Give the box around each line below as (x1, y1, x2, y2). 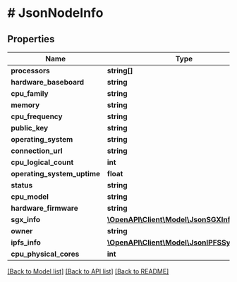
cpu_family (11, 89, 49, 98)
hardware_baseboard (11, 78, 85, 87)
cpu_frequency (11, 111, 63, 121)
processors (11, 66, 51, 75)
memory (11, 100, 40, 110)
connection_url (11, 146, 63, 156)
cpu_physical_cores (11, 249, 80, 259)
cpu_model (11, 192, 49, 202)
